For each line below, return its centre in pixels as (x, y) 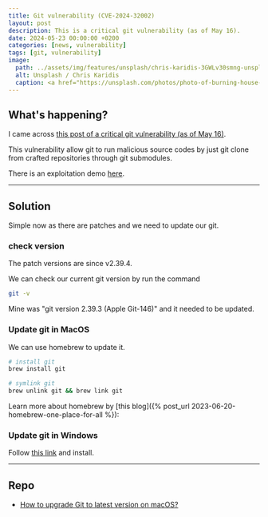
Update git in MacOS (49, 330)
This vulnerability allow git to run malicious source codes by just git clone (129, 149)
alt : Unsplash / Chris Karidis (67, 75)
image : (19, 61)
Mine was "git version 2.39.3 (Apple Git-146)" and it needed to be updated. (131, 309)
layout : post (30, 23)
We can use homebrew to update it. (67, 347)
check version (37, 246)
